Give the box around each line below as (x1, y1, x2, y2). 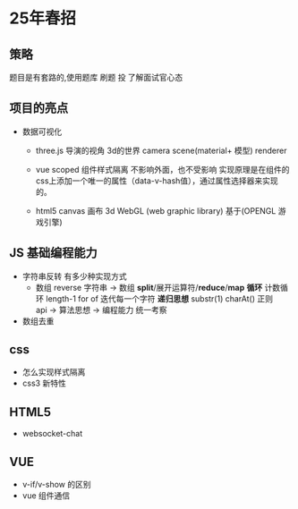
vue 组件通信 (21, 490, 71, 501)
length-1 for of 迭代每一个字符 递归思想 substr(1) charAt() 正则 (46, 293, 273, 304)
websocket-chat (21, 428, 83, 439)
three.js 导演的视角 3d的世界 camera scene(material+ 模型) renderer (35, 145, 287, 156)
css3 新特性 (21, 378, 67, 389)
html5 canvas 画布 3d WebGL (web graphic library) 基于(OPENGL (35, 205, 277, 216)
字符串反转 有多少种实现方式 (21, 270, 127, 282)
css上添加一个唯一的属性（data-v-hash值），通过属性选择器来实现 (35, 175, 279, 186)
